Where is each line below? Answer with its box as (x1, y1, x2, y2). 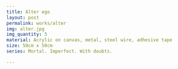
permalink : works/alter (6, 20, 67, 26)
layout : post (6, 15, 39, 21)
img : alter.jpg (6, 25, 45, 32)
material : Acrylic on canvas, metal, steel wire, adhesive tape (6, 37, 173, 43)
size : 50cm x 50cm (6, 43, 53, 49)
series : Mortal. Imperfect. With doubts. (6, 48, 113, 54)
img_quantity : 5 (6, 31, 47, 38)
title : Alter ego (6, 8, 50, 15)
